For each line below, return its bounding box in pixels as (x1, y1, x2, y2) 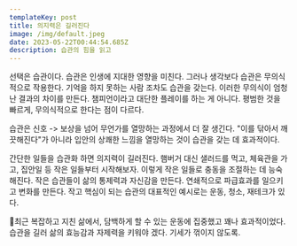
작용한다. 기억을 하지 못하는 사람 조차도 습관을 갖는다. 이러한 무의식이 (32, 82, 272, 93)
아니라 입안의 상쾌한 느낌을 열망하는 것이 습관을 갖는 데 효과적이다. (50, 135, 280, 145)
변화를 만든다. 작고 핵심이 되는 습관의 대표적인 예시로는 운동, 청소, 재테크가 (18, 187, 277, 197)
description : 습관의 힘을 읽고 (9, 46, 112, 55)
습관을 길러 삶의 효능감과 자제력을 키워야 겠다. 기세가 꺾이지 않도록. (9, 227, 241, 238)
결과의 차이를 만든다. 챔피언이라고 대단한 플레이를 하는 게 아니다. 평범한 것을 (18, 94, 281, 104)
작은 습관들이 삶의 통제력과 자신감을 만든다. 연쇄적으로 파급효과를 (35, 175, 260, 186)
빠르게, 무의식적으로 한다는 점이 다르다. (9, 104, 145, 115)
